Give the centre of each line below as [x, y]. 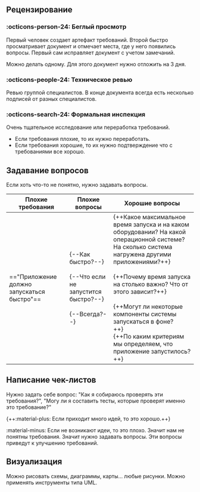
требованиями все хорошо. [50, 152]
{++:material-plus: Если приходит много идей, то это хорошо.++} [88, 419]
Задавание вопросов [48, 170]
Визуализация [34, 462]
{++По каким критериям [149, 337]
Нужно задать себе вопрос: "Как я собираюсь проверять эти [85, 394]
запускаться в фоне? [143, 322]
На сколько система [143, 247]
